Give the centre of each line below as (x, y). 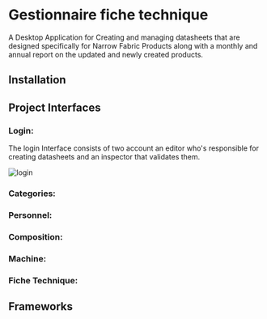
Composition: (36, 236)
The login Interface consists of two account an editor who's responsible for (133, 148)
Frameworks (41, 306)
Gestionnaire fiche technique (108, 15)
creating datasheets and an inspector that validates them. (104, 157)
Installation (37, 80)
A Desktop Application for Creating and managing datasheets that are (124, 37)
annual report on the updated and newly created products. (106, 54)
